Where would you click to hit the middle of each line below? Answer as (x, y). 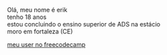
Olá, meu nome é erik (37, 10)
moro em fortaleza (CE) (40, 31)
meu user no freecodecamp (46, 44)
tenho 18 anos (27, 17)
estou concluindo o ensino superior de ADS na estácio (84, 24)
